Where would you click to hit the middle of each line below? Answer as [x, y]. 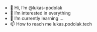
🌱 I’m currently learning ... [37, 18]
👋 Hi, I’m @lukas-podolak [36, 8]
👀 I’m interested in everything [40, 13]
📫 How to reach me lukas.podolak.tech [51, 24]
